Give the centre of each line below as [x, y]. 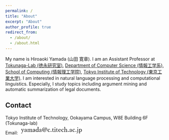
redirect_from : [21, 32]
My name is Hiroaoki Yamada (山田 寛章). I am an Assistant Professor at [80, 59]
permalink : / [19, 11]
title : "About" [21, 16]
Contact [18, 106]
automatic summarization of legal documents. [53, 89]
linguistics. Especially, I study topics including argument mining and [76, 84]
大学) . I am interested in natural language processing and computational [85, 78]
